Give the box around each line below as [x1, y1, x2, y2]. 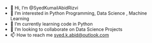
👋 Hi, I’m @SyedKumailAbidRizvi [10, 5, 79, 11]
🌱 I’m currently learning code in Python [10, 21, 93, 27]
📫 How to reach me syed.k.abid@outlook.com [10, 32, 109, 38]
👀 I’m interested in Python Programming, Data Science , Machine [10, 10, 147, 16]
